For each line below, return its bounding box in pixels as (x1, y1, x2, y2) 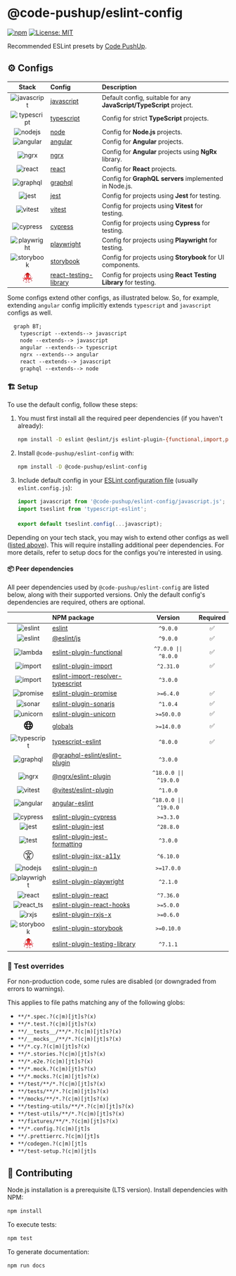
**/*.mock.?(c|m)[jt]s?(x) (17, 1066, 97, 1073)
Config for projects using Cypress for (101, 218, 211, 227)
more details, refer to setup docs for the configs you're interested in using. (7, 548, 223, 557)
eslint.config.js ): (17, 484, 72, 492)
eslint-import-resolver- (52, 671, 122, 680)
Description (101, 83, 137, 91)
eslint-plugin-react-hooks (52, 900, 131, 909)
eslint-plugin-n (52, 864, 98, 872)
